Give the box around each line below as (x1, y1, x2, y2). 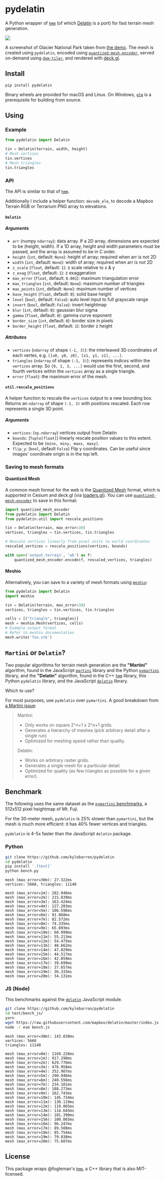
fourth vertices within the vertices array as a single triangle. (12, 368, 136, 374)
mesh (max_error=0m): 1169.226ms (5, 1051, 75, 1056)
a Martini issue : (5, 702, 37, 708)
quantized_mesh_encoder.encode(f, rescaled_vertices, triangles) (14, 557, 153, 563)
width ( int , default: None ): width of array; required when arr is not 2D (12, 259, 153, 265)
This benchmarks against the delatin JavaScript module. (5, 997, 123, 1003)
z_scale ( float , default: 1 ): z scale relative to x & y (12, 264, 115, 270)
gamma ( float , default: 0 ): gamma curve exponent (12, 312, 112, 318)
